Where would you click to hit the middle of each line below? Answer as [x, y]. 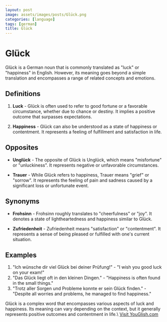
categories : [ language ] [30, 19]
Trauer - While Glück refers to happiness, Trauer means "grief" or [81, 175]
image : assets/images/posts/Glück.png [46, 15]
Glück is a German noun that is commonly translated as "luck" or [72, 67]
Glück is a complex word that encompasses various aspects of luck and [80, 304]
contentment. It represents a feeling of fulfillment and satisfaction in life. [87, 132]
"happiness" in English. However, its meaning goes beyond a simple [75, 73]
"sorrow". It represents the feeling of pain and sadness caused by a [82, 180]
